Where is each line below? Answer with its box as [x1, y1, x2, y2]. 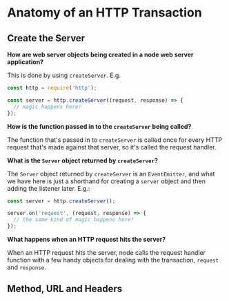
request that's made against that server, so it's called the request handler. [7, 143, 217, 151]
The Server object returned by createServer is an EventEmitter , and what [7, 169, 215, 178]
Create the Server [7, 32, 86, 44]
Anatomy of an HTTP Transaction [7, 5, 202, 21]
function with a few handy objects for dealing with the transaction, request [7, 256, 219, 264]
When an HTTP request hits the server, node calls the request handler [7, 249, 206, 256]
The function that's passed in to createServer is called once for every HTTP [7, 136, 223, 144]
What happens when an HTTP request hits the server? [7, 236, 166, 243]
